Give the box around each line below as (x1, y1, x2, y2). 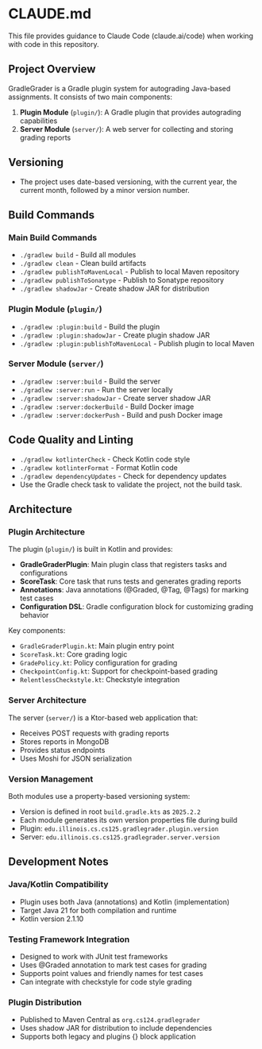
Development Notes (8, 855, 109, 869)
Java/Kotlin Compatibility (8, 879, 109, 890)
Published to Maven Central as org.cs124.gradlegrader (19, 1015, 201, 1024)
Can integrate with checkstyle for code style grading (19, 977, 192, 986)
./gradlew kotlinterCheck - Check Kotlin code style (19, 454, 191, 464)
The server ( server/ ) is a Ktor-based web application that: (8, 712, 198, 723)
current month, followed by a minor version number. (19, 185, 191, 195)
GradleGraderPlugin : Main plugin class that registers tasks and (19, 560, 228, 569)
